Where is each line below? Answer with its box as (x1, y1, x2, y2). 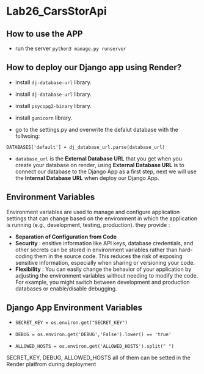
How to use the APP (6, 29, 83, 39)
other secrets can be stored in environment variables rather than (15, 246, 178, 253)
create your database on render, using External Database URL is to (15, 161, 184, 168)
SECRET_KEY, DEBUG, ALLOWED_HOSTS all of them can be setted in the (6, 354, 191, 361)
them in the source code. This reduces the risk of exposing (34, 252, 183, 260)
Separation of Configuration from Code (15, 233, 117, 240)
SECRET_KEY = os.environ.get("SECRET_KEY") (15, 320, 128, 326)
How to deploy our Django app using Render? (6, 62, 182, 73)
